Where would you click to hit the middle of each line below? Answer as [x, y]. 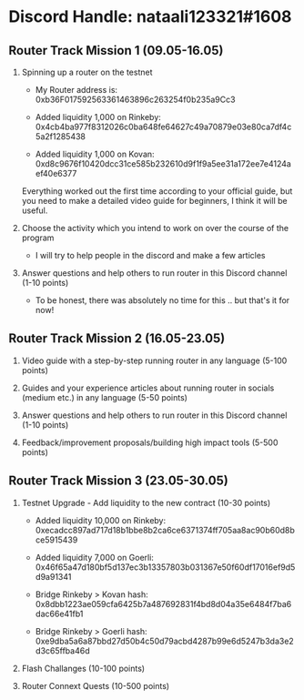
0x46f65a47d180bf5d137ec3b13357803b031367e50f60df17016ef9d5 [165, 567]
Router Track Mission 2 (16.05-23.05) [117, 339]
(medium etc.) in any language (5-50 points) [105, 397]
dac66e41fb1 [59, 614]
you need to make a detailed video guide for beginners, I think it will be [154, 201]
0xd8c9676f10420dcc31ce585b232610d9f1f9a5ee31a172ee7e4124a [163, 164]
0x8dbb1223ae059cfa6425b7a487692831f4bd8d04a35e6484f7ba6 [163, 604]
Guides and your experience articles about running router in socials [148, 388]
